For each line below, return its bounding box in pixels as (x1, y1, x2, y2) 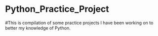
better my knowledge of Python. (5, 25, 71, 31)
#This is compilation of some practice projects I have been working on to (5, 20, 154, 26)
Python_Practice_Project (5, 3, 110, 15)
